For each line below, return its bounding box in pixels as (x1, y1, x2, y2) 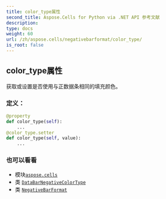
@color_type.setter (6, 130, 55, 136)
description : (6, 20, 39, 26)
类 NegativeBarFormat (14, 186, 67, 193)
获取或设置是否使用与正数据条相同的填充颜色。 (6, 82, 121, 90)
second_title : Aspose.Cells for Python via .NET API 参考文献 (6, 14, 160, 20)
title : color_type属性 (6, 8, 61, 15)
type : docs (6, 25, 33, 32)
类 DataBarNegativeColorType (14, 178, 86, 185)
